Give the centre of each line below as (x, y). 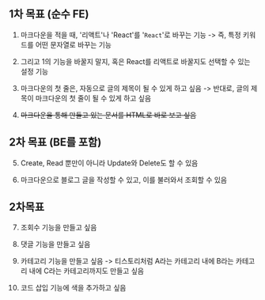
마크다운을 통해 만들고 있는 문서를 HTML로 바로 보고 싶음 (108, 115)
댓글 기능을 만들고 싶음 (55, 245)
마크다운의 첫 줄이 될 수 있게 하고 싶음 (93, 98)
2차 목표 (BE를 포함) (55, 142)
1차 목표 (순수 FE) (49, 14)
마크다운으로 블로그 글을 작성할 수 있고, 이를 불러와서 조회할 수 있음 (124, 180)
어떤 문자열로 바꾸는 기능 (73, 44)
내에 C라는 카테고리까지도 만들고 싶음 (87, 271)
